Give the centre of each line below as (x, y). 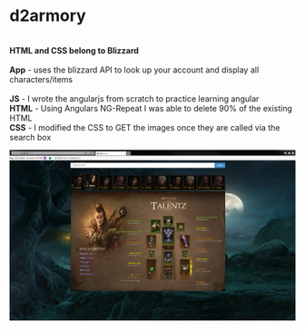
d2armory (48, 16)
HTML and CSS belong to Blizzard (74, 50)
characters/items (41, 79)
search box (30, 137)
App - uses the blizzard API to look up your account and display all (134, 70)
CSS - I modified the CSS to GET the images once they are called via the (145, 127)
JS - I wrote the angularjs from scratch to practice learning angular (134, 98)
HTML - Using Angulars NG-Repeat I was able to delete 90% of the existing (151, 108)
